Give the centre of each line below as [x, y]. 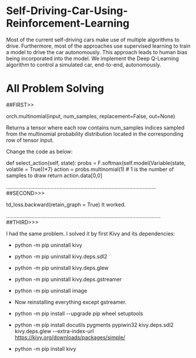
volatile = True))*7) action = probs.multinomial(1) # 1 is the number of [90, 169]
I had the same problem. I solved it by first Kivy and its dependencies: [91, 233]
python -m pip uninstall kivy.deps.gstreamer [68, 279]
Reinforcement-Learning [68, 23]
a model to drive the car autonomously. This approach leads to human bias [97, 52]
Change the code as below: [39, 151]
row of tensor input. [30, 140]
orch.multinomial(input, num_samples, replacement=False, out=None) [91, 116]
